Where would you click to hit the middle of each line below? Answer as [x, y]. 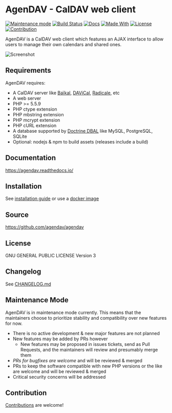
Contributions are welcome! [35, 405]
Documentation [31, 158]
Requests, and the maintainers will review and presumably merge [89, 349]
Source [17, 214]
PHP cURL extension [35, 125]
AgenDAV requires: [25, 82]
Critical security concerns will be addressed [59, 377]
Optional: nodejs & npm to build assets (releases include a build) [80, 141]
